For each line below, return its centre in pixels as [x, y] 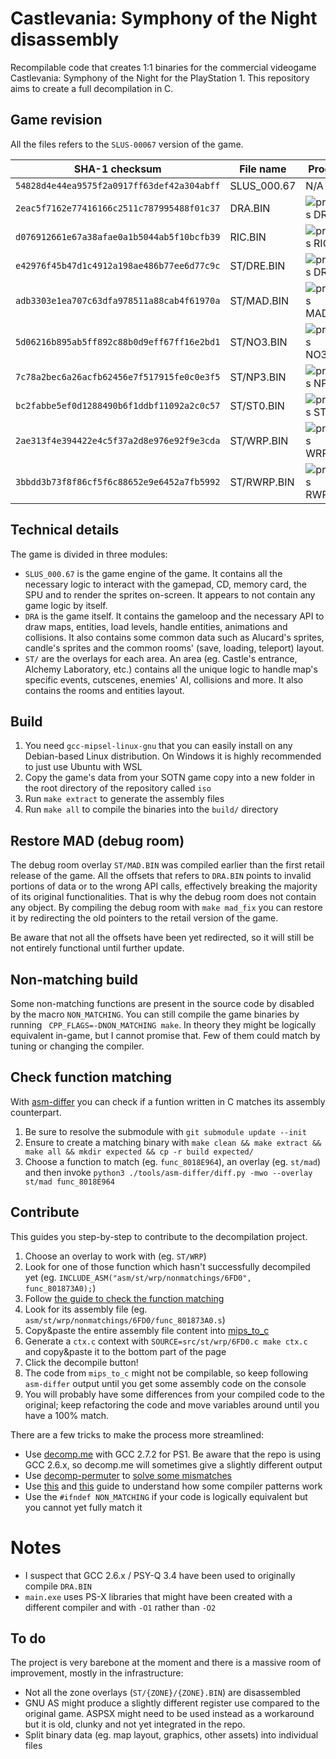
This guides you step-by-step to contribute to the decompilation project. [159, 1236]
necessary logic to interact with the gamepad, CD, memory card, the [165, 584]
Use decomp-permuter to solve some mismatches [128, 1475]
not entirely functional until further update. [97, 948]
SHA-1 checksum [117, 169]
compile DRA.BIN [58, 1586]
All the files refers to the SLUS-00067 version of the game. [127, 144]
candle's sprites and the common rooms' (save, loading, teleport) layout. [174, 648]
